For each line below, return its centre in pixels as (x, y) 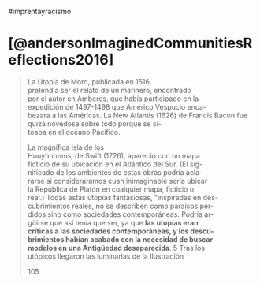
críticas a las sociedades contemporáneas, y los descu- (121, 231)
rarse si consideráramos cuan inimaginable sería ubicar (117, 181)
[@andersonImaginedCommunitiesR (130, 43)
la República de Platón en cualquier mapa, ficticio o (111, 189)
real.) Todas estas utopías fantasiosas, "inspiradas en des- (123, 197)
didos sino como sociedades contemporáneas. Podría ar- (121, 214)
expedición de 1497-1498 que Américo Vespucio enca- (117, 106)
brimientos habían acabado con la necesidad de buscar (120, 239)
